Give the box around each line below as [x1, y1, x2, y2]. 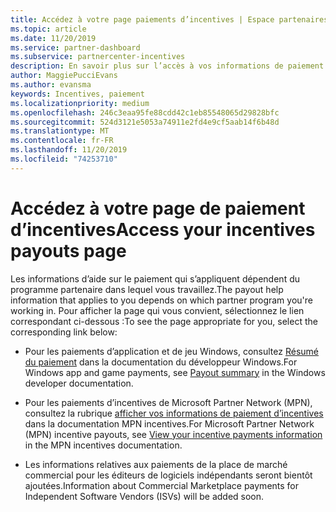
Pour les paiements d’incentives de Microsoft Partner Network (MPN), [24, 396, 313, 408]
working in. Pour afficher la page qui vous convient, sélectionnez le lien [10, 304, 305, 316]
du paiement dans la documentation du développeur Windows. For [24, 356, 298, 368]
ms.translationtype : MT [10, 126, 110, 136]
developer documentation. [24, 377, 134, 389]
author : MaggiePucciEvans [10, 71, 118, 81]
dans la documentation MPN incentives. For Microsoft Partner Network [24, 417, 315, 430]
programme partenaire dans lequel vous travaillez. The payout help [10, 283, 284, 295]
